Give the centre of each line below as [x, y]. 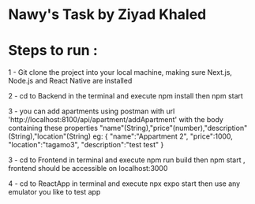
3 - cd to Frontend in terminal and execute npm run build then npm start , [127, 160]
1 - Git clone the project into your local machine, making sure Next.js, [120, 72]
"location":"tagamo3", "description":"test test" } [86, 145]
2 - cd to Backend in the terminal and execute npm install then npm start [126, 96]
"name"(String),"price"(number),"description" [174, 128]
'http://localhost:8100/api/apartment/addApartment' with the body [116, 120]
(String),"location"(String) [50, 136]
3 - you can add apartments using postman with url [92, 111]
